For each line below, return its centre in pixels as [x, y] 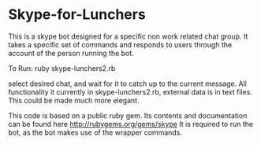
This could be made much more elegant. [74, 100]
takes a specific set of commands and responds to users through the [120, 44]
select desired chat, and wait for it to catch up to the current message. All [127, 84]
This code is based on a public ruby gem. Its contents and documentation [128, 115]
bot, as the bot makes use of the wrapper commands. [95, 132]
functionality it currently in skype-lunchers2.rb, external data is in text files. [130, 91]
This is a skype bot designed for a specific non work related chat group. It [128, 36]
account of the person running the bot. [71, 53]
